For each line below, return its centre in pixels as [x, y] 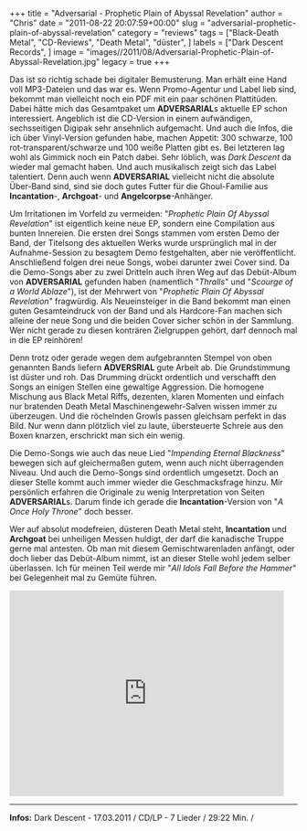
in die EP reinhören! [46, 340]
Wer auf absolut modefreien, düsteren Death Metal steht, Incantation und [148, 529]
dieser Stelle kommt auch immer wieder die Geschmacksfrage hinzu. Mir [146, 482]
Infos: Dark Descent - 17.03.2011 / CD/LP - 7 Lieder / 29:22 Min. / [132, 818]
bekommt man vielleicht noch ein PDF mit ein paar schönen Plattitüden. [144, 99]
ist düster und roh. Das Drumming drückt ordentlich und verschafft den [143, 377]
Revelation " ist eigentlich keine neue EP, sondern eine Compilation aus [143, 224]
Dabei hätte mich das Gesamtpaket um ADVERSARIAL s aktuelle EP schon [148, 108]
